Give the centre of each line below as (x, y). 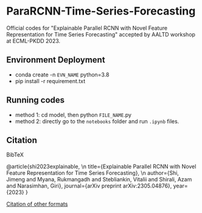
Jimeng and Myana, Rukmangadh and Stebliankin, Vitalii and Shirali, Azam (99, 180)
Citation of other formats (37, 204)
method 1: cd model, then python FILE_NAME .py (73, 115)
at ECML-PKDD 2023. (33, 41)
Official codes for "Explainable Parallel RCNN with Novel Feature (87, 28)
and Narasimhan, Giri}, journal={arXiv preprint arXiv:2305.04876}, (89, 186)
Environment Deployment (56, 60)
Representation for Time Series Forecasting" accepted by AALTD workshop (101, 34)
